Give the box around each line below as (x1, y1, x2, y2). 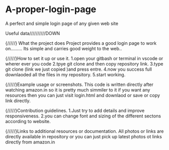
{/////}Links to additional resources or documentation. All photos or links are (5, 128, 164, 134)
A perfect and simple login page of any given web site (5, 20, 119, 26)
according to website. (5, 118, 51, 124)
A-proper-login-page (5, 4, 97, 15)
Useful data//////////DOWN (5, 30, 60, 36)
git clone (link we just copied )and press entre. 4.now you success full (5, 66, 152, 72)
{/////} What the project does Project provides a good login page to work (5, 40, 157, 46)
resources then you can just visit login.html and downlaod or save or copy (5, 92, 160, 98)
